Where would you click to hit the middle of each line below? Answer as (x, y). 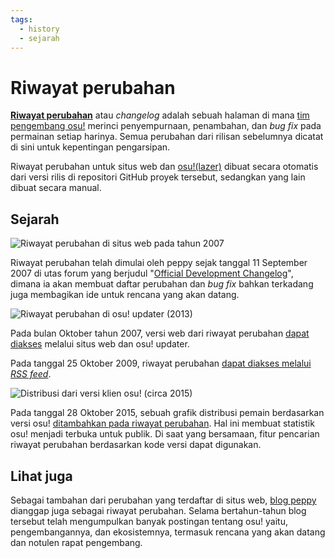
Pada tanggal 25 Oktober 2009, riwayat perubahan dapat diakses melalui (161, 363)
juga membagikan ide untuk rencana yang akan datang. (125, 295)
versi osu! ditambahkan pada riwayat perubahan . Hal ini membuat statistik (162, 423)
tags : (21, 19)
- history (39, 29)
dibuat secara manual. (56, 188)
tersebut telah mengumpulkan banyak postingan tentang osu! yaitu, (149, 521)
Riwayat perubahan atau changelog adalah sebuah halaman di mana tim (160, 115)
